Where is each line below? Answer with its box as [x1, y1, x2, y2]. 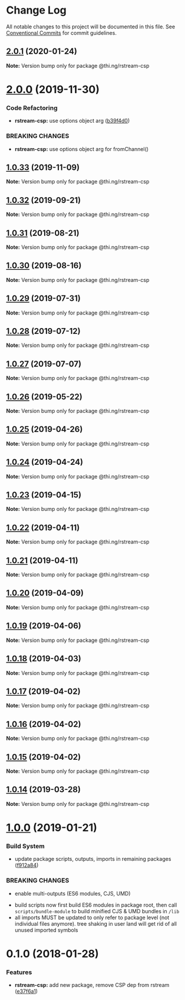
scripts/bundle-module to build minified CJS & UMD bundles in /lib [14, 907, 180, 914]
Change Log [6, 4, 67, 17]
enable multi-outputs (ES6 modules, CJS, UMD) [14, 890, 131, 897]
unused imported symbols [14, 926, 78, 933]
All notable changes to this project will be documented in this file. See [6, 23, 176, 30]
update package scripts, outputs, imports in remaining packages [14, 855, 171, 863]
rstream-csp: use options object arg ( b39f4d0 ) [14, 117, 130, 124]
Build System [6, 842, 45, 850]
